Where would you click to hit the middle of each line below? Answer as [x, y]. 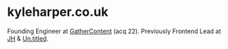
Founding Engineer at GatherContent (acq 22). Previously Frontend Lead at [114, 31]
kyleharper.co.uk [58, 12]
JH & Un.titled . [28, 38]
